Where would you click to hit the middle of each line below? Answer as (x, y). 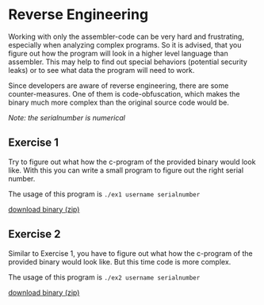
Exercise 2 (34, 234)
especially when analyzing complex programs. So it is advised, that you (125, 44)
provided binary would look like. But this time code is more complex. (120, 261)
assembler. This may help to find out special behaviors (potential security (128, 62)
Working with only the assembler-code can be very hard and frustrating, (126, 36)
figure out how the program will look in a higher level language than (118, 53)
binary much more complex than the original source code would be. (119, 102)
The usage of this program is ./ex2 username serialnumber (104, 277)
